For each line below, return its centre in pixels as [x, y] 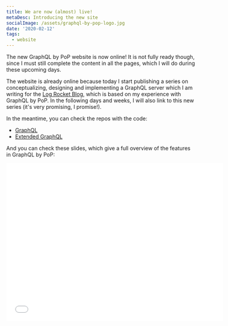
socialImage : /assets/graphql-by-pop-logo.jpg [66, 23]
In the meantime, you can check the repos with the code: [77, 118]
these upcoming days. [34, 69]
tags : [13, 34]
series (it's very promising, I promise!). [54, 107]
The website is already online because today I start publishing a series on [97, 81]
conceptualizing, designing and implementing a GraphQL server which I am [100, 88]
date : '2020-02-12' [31, 29]
